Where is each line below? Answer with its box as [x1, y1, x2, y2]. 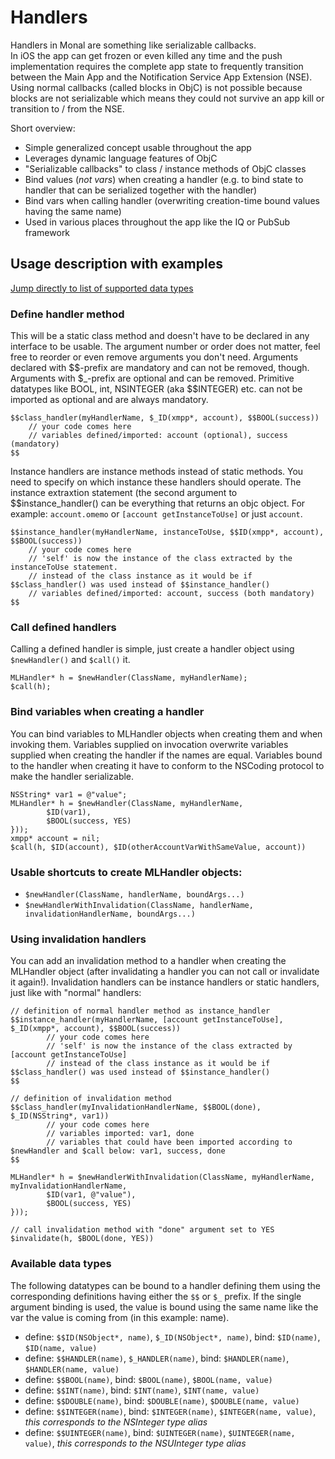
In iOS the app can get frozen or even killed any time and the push [10, 49, 283, 61]
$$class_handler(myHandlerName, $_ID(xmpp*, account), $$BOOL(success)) [10, 413, 320, 423]
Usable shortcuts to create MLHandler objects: [10, 865, 243, 879]
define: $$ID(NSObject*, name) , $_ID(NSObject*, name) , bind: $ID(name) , [24, 1331, 321, 1343]
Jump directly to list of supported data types [10, 282, 194, 294]
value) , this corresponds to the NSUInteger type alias [24, 1437, 247, 1449]
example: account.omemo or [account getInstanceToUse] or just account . [10, 508, 303, 520]
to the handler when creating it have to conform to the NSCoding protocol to [10, 759, 325, 771]
